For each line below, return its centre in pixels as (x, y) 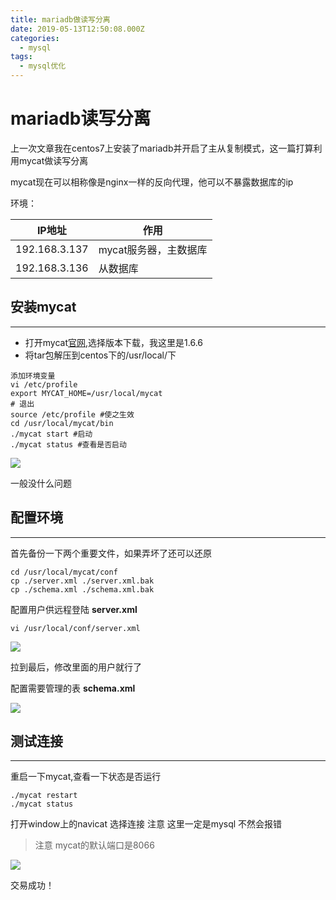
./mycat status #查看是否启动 (68, 444)
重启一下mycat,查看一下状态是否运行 (86, 777)
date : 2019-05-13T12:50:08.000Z (77, 29)
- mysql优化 (43, 66)
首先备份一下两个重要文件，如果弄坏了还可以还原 (111, 553)
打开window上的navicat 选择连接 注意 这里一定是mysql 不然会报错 (146, 824)
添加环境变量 (33, 376)
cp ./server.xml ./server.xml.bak (82, 581)
